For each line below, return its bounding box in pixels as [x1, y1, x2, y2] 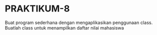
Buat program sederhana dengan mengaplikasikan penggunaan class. [5, 19, 153, 25]
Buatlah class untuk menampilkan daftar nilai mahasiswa [5, 24, 124, 30]
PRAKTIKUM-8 [5, 3, 70, 14]
